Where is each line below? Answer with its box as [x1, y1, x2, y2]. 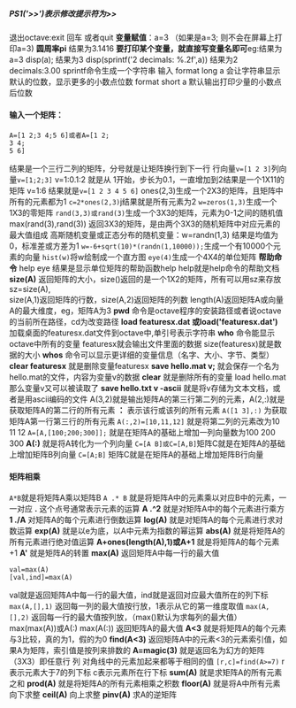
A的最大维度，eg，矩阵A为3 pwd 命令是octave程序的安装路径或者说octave [9, 305, 282, 316]
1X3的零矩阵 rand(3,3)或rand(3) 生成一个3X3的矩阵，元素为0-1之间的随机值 [9, 208, 284, 219]
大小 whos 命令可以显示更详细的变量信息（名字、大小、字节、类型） [24, 350, 274, 360]
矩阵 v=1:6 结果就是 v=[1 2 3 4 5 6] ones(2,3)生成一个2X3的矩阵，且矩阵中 [9, 186, 284, 196]
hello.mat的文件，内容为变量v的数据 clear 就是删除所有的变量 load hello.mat [9, 372, 287, 382]
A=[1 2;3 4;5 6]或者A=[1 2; [9, 131, 110, 141]
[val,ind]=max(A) [9, 573, 73, 582]
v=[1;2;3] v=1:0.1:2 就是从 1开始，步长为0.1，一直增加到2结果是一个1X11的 [17, 174, 285, 185]
